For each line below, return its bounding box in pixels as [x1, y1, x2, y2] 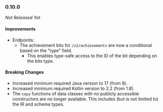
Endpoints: [12, 37, 35, 43]
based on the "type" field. [19, 47, 73, 53]
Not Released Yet [5, 15, 41, 21]
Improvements [5, 26, 36, 32]
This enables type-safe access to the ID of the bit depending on [27, 53, 157, 59]
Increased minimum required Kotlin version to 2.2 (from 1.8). [12, 85, 135, 91]
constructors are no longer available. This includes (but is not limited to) [12, 96, 159, 102]
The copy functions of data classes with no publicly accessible [12, 90, 139, 97]
